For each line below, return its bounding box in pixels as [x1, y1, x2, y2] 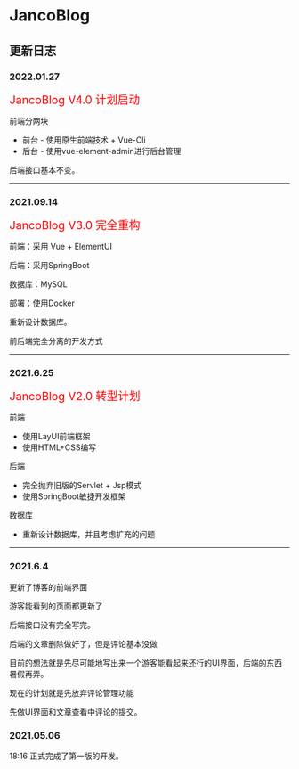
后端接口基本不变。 [9, 164, 80, 175]
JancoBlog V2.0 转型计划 [9, 389, 141, 404]
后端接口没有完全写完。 [9, 619, 95, 630]
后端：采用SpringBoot [9, 260, 90, 271]
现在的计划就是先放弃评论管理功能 [9, 687, 134, 698]
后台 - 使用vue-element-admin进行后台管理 [21, 145, 182, 156]
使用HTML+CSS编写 [21, 442, 97, 453]
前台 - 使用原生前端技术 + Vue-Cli [21, 135, 146, 145]
